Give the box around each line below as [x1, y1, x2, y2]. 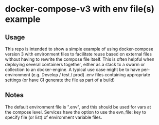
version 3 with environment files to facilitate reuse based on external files [5, 51, 152, 57]
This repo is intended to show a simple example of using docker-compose [5, 46, 154, 52]
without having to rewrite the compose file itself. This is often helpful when [5, 56, 155, 62]
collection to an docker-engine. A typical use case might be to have [5, 67, 141, 72]
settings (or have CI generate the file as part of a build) [5, 77, 115, 83]
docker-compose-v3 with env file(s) [5, 3, 155, 15]
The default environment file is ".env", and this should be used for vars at [5, 104, 151, 110]
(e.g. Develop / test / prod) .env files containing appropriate [31, 72, 151, 77]
